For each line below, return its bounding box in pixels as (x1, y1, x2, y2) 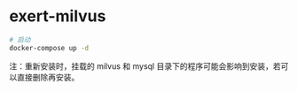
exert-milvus (9, 6, 106, 27)
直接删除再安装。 (16, 72, 80, 82)
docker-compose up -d (9, 43, 90, 52)
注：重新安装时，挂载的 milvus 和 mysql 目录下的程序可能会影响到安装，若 (9, 60, 281, 72)
